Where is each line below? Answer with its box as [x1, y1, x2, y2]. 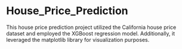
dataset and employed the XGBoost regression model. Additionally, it [6, 30, 175, 37]
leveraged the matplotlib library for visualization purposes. [6, 36, 150, 43]
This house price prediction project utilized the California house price [6, 24, 177, 31]
